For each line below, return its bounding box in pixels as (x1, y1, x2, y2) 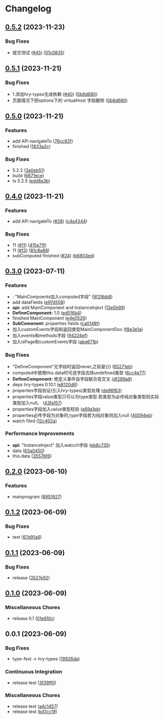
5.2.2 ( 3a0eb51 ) (12, 167, 45, 173)
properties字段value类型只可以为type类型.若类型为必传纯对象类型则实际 (12, 394, 160, 399)
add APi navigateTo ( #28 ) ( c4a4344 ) (12, 218, 88, 224)
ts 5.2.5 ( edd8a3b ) (12, 177, 51, 184)
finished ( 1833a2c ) (12, 144, 51, 150)
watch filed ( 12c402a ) (12, 418, 57, 424)
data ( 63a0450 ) (12, 448, 45, 454)
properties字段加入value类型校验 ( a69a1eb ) (12, 406, 101, 412)
